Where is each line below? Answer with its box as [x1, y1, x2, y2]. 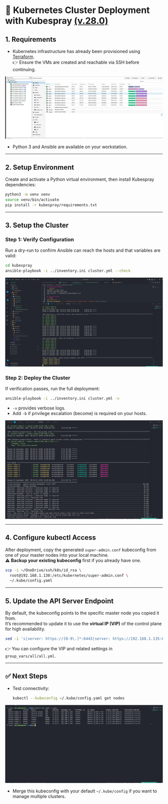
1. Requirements [5, 35, 56, 44]
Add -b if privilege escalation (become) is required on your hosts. [12, 410, 147, 416]
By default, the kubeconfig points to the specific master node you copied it [5, 610, 159, 616]
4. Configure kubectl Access [5, 533, 96, 542]
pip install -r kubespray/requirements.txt [5, 202, 97, 207]
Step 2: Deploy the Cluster [5, 374, 70, 381]
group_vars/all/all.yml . [5, 653, 56, 659]
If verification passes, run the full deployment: [5, 385, 100, 391]
